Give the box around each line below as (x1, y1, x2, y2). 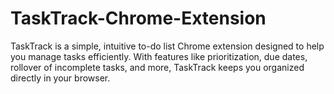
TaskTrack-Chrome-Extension (10, 7, 267, 30)
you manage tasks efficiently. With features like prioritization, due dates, (10, 50, 308, 62)
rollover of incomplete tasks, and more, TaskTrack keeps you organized (10, 61, 305, 73)
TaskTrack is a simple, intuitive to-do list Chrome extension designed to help (10, 40, 325, 52)
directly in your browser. (10, 72, 111, 84)
